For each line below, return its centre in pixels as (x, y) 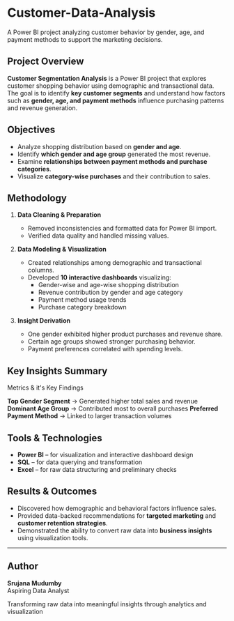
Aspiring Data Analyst (38, 590)
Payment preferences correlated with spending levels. (105, 349)
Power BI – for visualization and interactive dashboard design (105, 455)
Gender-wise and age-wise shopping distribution (109, 285)
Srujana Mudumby (34, 583)
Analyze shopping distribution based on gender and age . (99, 146)
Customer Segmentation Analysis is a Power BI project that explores (107, 78)
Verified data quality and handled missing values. (98, 236)
